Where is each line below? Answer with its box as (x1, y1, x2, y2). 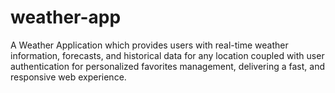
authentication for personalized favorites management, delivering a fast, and (10, 60, 325, 72)
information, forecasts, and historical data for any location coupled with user (10, 49, 325, 61)
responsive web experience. (10, 71, 127, 83)
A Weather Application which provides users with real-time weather (10, 39, 289, 51)
